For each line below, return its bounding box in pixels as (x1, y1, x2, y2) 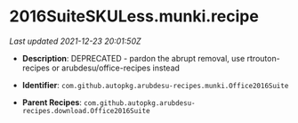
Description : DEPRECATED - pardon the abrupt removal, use (21, 53, 246, 63)
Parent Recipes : (21, 96, 83, 108)
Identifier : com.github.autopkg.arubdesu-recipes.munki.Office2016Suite (21, 79, 289, 90)
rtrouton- (246, 53, 280, 63)
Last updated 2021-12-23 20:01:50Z (9, 36, 141, 46)
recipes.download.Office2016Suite (21, 106, 150, 115)
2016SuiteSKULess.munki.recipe (9, 6, 260, 27)
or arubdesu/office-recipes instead (52, 62, 181, 73)
